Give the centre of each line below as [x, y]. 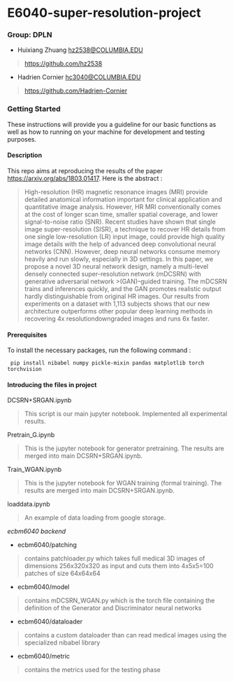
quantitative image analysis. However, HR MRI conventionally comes [123, 207]
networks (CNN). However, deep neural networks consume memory [122, 251]
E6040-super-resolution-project [104, 13]
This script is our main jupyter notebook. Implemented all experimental [126, 414]
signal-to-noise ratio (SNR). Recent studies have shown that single [120, 222]
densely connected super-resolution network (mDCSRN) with [112, 274]
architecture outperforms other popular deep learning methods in [118, 311]
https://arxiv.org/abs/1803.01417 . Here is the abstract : [85, 178]
